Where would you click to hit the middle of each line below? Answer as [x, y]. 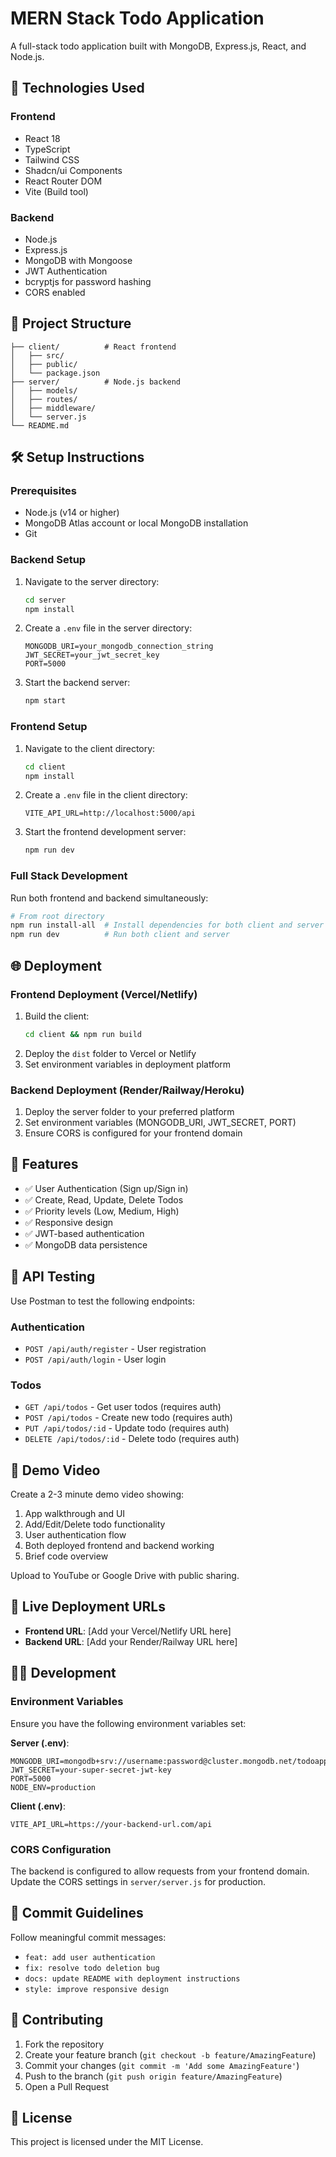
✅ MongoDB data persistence [86, 1244]
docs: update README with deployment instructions [132, 1978]
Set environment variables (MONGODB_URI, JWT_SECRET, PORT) [160, 1123]
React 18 [42, 138]
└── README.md [40, 425]
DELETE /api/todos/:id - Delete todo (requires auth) [132, 1439]
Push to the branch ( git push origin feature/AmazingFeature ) [153, 2076]
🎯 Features [44, 1164]
